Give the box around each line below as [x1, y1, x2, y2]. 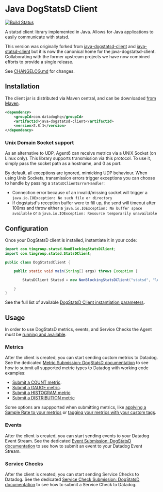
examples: [5, 370, 26, 376]
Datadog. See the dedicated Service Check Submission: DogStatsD [5, 476, 140, 482]
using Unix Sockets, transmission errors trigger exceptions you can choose [5, 175, 155, 181]
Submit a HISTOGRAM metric [12, 390, 71, 396]
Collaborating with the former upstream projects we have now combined [5, 53, 150, 59]
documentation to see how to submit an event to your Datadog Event [5, 443, 143, 449]
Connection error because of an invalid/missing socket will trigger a [12, 190, 148, 196]
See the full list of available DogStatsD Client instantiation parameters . [5, 299, 145, 305]
